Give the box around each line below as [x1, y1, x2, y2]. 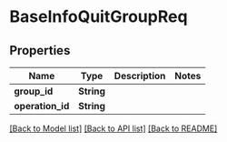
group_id [14, 85, 54, 97]
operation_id [14, 100, 70, 112]
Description [113, 70, 166, 82]
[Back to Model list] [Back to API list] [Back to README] [9, 123, 218, 134]
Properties [9, 43, 71, 58]
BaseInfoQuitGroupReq [9, 6, 188, 27]
